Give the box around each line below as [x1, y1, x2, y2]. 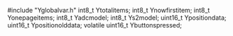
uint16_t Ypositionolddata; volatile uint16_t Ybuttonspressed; [7, 21, 183, 29]
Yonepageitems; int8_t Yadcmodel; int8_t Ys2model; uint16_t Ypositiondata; [7, 13, 227, 22]
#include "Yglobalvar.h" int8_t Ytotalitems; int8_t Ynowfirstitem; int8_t [7, 6, 210, 14]
